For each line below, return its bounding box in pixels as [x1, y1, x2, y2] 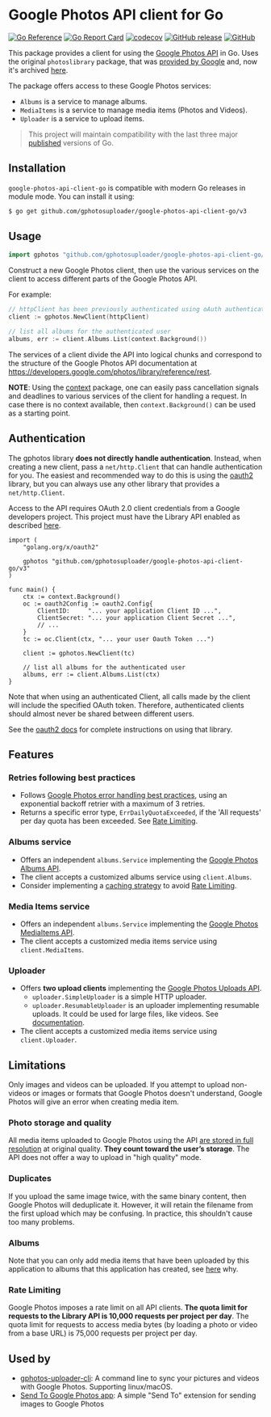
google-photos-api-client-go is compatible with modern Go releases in [8, 183, 246, 192]
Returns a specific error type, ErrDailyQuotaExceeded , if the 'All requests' [19, 808, 262, 817]
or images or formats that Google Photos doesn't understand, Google [31, 1089, 263, 1099]
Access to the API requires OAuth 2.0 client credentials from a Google [8, 503, 240, 512]
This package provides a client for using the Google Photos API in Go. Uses [8, 48, 259, 57]
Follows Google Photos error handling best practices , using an [19, 791, 227, 800]
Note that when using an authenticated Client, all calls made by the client [8, 691, 251, 701]
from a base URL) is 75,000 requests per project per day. [8, 1328, 198, 1339]
